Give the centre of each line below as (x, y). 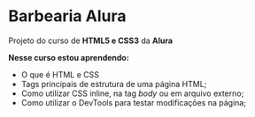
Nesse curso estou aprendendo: (69, 57)
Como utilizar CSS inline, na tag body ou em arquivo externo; (132, 93)
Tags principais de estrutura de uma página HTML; (114, 84)
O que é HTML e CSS (60, 74)
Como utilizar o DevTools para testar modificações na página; (134, 102)
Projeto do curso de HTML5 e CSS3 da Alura (91, 40)
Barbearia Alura (67, 16)
